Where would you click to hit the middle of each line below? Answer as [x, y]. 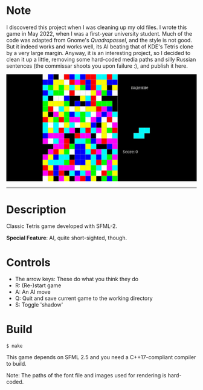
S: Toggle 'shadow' [39, 305]
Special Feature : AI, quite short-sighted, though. [67, 238]
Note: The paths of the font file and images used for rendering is [86, 375]
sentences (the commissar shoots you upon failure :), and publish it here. [97, 66]
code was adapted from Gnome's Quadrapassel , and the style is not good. [99, 40]
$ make [14, 346]
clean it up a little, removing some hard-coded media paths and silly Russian [101, 59]
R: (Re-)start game [38, 285]
